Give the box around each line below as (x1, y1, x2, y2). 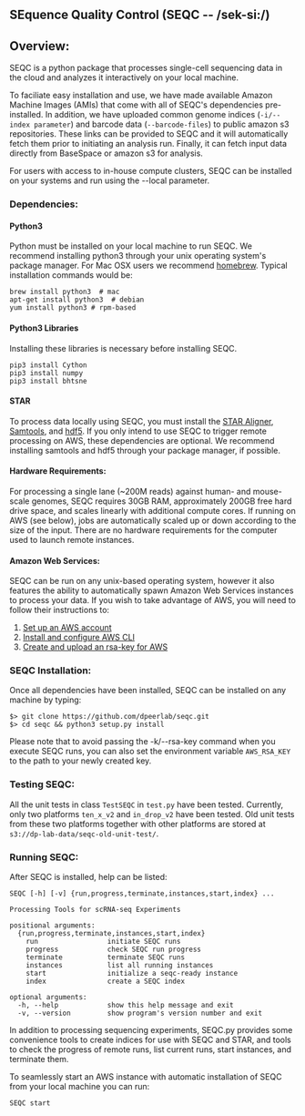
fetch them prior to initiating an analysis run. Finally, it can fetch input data (9, 138, 288, 149)
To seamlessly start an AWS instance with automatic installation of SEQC (9, 1071, 282, 1082)
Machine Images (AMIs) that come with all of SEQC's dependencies (9, 99, 264, 110)
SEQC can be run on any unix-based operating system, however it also (9, 576, 275, 587)
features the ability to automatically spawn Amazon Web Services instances (9, 585, 294, 596)
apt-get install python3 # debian (9, 295, 145, 304)
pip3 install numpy (9, 368, 84, 377)
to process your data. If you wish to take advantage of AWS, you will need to (9, 595, 296, 606)
